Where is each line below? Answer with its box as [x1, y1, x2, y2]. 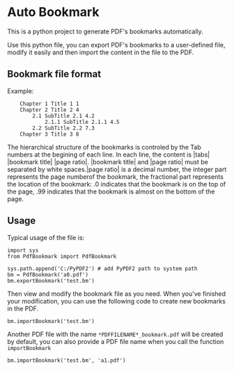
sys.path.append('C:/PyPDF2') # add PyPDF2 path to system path [7, 265, 198, 272]
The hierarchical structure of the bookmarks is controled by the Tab [7, 143, 202, 151]
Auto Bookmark [7, 4, 100, 20]
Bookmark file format [7, 68, 102, 80]
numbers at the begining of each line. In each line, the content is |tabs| [7, 150, 210, 159]
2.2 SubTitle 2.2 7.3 [32, 125, 95, 132]
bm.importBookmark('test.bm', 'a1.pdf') [7, 356, 127, 364]
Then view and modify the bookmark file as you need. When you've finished [7, 290, 226, 298]
